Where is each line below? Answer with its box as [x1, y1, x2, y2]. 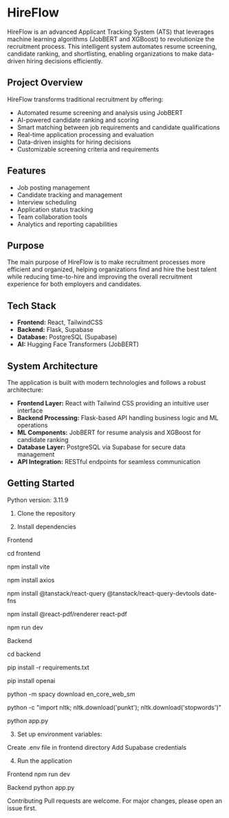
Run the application [17, 756, 72, 765]
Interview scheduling [17, 198, 77, 206]
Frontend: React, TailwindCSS [17, 318, 103, 326]
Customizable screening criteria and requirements [17, 145, 160, 153]
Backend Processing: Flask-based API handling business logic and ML [17, 414, 219, 421]
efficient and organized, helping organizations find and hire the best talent [7, 265, 217, 273]
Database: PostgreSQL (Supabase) [17, 333, 118, 342]
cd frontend [7, 549, 41, 557]
